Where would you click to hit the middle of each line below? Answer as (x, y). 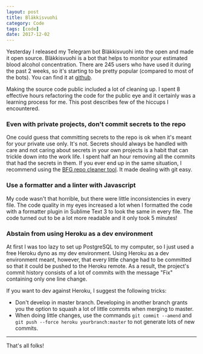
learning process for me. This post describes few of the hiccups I (88, 102)
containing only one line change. (47, 279)
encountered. (23, 109)
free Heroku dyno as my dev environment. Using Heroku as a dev (88, 253)
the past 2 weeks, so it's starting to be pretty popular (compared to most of (100, 71)
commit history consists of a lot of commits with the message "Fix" (90, 273)
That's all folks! (25, 346)
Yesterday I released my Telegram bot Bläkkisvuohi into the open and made (100, 52)
